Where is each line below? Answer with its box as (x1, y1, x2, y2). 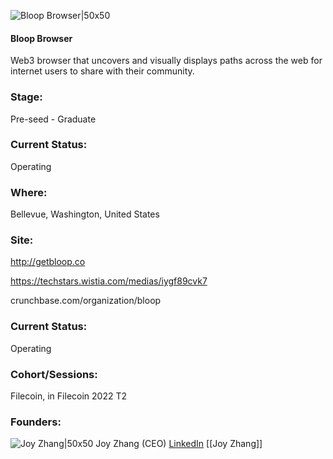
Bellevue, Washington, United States (10, 208, 160, 220)
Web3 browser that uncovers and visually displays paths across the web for (10, 55, 323, 67)
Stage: (10, 90, 43, 104)
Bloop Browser (10, 32, 73, 44)
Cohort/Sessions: (10, 367, 98, 381)
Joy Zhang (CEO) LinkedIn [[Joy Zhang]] (95, 438, 263, 450)
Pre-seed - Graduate (10, 113, 97, 125)
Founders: (10, 415, 62, 429)
